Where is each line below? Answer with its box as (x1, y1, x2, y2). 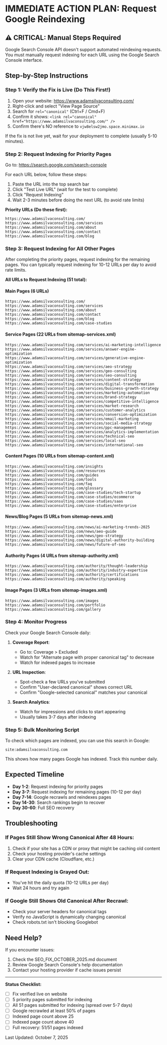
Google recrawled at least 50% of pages (12, 1008, 95, 1014)
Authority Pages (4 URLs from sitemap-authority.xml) (5, 553, 119, 559)
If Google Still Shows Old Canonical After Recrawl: (5, 897, 129, 904)
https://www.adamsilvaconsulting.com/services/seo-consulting (5, 373, 137, 378)
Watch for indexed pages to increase (19, 660, 95, 665)
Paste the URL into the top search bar (12, 181, 89, 187)
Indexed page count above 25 (12, 1013, 74, 1020)
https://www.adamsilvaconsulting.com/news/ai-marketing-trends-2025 (5, 525, 150, 530)
